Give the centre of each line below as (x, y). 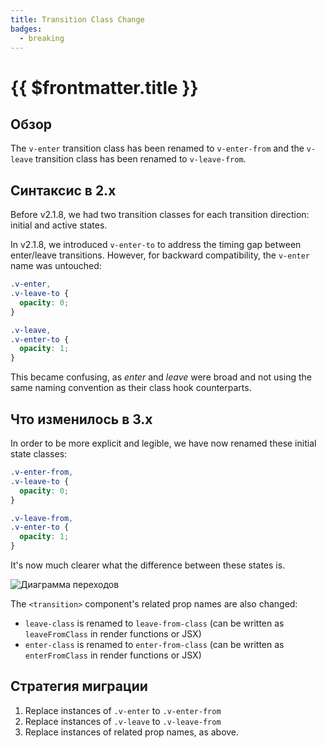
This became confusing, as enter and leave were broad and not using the (161, 377)
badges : (26, 29)
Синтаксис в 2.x (63, 190)
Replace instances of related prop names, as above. (132, 732)
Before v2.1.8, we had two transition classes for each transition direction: (160, 215)
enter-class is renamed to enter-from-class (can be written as (154, 644)
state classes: (39, 454)
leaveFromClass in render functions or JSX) (113, 634)
